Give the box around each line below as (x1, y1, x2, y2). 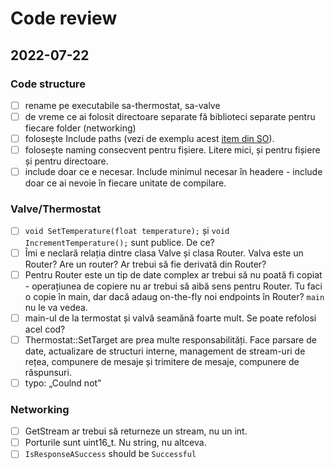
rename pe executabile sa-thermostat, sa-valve (24, 99, 221, 111)
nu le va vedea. (24, 301, 88, 313)
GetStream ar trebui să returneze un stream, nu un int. (24, 425, 248, 437)
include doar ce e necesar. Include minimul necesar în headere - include (24, 166, 323, 178)
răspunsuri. (24, 366, 72, 378)
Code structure (10, 77, 86, 91)
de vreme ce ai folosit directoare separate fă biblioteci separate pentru (24, 110, 316, 122)
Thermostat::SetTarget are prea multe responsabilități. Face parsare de (24, 333, 317, 346)
